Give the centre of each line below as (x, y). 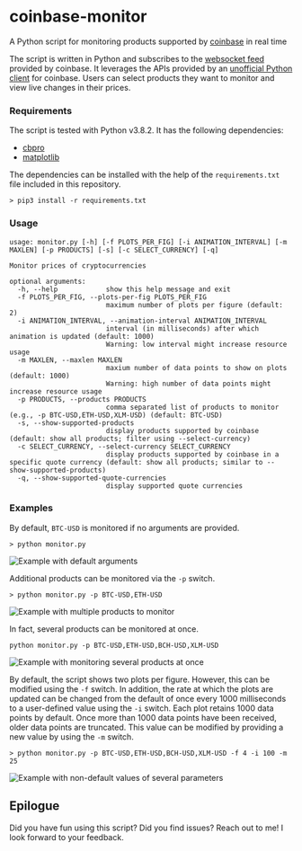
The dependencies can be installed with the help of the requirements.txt (145, 175)
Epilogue (35, 806)
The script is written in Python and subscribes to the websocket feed (137, 58)
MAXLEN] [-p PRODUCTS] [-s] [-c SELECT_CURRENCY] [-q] (114, 250)
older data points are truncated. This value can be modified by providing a (147, 727)
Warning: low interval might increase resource (196, 344)
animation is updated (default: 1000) (82, 336)
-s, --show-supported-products (76, 423)
